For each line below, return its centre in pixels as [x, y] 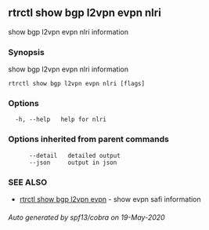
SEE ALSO [28, 182]
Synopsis [26, 52]
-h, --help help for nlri [61, 120]
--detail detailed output [75, 155]
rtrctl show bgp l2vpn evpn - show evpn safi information [110, 199]
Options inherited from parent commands [89, 139]
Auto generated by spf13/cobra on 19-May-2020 [87, 217]
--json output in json [73, 162]
